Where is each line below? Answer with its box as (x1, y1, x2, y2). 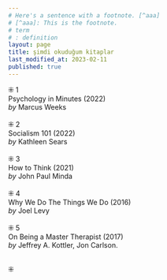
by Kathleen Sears (8, 136, 68, 146)
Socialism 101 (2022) (8, 128, 76, 138)
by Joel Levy (8, 206, 50, 215)
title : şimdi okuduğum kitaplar (8, 48, 114, 56)
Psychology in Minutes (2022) (8, 94, 106, 103)
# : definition (8, 33, 58, 42)
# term (8, 26, 30, 34)
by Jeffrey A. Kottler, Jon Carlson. (8, 240, 118, 249)
